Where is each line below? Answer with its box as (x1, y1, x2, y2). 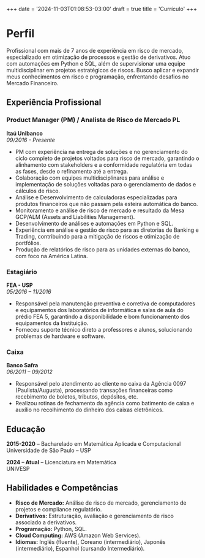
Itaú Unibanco (6, 129, 43, 137)
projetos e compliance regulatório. (15, 505, 102, 513)
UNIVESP (6, 465, 30, 473)
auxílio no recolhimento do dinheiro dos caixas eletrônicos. (15, 406, 164, 413)
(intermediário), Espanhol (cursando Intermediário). (15, 545, 145, 552)
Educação (6, 424, 46, 434)
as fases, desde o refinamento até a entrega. (15, 167, 129, 175)
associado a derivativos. (15, 518, 77, 526)
